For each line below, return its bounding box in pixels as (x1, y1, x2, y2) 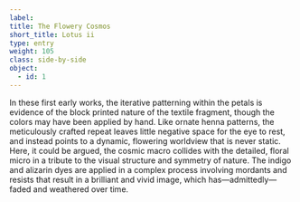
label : (9, 13, 34, 23)
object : (9, 64, 39, 73)
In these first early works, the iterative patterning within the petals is (9, 97, 263, 108)
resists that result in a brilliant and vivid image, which (9, 174, 207, 185)
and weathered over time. (33, 183, 129, 195)
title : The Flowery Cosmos (9, 22, 111, 31)
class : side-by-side (9, 55, 88, 64)
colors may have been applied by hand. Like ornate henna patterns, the (9, 116, 275, 127)
